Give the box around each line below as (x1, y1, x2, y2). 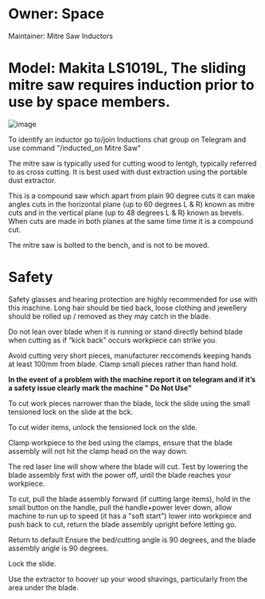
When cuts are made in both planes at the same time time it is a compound (8, 216, 254, 225)
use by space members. (8, 93, 171, 112)
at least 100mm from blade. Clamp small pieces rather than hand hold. (8, 359, 238, 369)
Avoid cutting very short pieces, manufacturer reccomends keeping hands (8, 350, 252, 360)
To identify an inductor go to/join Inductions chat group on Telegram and (8, 135, 247, 144)
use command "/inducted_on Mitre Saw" (8, 143, 142, 152)
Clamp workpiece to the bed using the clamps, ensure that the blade (8, 437, 233, 447)
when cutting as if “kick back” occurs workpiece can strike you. (8, 335, 217, 345)
